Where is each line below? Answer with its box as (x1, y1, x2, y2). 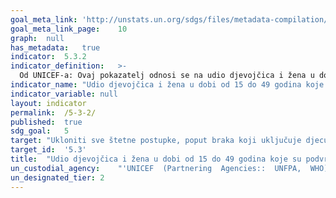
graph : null (10, 33, 65, 43)
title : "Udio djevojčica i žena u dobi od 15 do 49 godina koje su (10, 154, 302, 164)
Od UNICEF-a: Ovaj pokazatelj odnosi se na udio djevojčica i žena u (19, 71, 315, 81)
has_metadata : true (10, 42, 101, 53)
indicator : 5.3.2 (10, 52, 87, 62)
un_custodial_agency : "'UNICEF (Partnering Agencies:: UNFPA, (10, 163, 302, 173)
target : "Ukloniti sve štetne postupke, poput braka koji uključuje (10, 136, 302, 146)
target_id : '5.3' (10, 145, 87, 155)
